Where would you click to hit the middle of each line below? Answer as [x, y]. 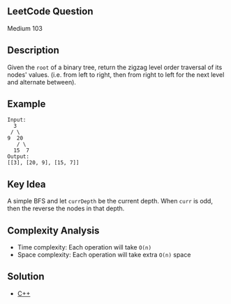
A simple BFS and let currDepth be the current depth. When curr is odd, [110, 201]
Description [33, 51]
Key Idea [27, 184]
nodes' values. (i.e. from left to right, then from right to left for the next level [116, 74]
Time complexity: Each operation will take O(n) [84, 247]
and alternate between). [42, 82]
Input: [17, 120]
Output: [18, 157]
